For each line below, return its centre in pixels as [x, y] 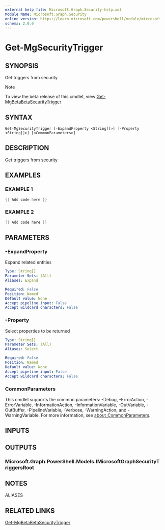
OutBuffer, [15, 410]
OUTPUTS [21, 447]
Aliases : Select [22, 349]
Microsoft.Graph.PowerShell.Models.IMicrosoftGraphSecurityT [82, 461]
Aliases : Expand [22, 281]
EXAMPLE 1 [19, 189]
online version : [22, 19]
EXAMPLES [23, 175]
